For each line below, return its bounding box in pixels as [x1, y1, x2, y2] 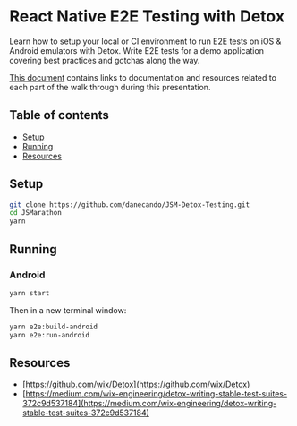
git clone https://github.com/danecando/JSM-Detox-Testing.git [9, 200, 250, 209]
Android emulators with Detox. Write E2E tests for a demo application [9, 45, 264, 55]
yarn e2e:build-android [9, 322, 98, 331]
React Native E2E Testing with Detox [9, 6, 284, 27]
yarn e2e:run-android [9, 330, 90, 339]
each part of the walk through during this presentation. [9, 81, 211, 92]
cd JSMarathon [9, 209, 63, 217]
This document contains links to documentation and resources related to [9, 72, 277, 82]
